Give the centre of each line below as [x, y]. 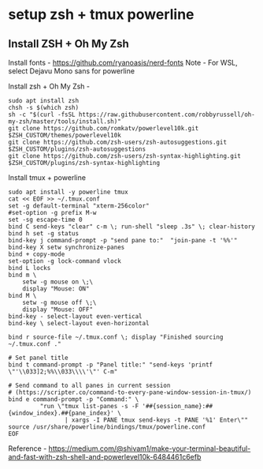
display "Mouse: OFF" [57, 310]
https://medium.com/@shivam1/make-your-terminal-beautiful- [150, 448]
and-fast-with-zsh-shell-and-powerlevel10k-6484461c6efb [105, 457]
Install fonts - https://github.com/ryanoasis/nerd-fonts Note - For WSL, [123, 62]
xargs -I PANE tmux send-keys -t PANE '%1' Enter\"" [159, 420]
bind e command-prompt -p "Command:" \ [74, 400]
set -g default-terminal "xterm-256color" [79, 206]
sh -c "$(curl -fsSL [42, 114]
